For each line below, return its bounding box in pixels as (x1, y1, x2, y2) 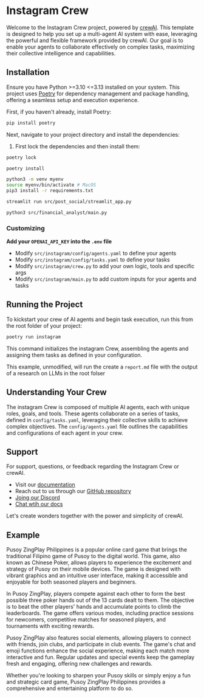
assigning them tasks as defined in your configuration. (6, 351, 143, 359)
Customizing (6, 224, 45, 232)
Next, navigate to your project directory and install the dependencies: (6, 131, 180, 138)
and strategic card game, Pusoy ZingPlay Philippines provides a (6, 679, 166, 686)
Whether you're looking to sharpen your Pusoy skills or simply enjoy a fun (6, 672, 191, 679)
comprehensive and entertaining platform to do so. (6, 685, 134, 692)
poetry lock (6, 154, 36, 161)
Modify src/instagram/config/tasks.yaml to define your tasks (15, 256, 170, 263)
